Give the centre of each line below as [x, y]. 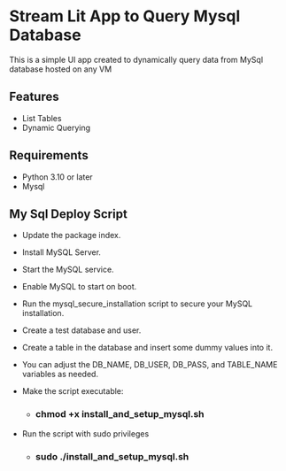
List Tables [42, 118]
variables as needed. [60, 374]
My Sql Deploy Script [69, 214]
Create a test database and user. [81, 330]
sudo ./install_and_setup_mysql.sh [112, 456]
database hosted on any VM [61, 69]
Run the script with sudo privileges [85, 433]
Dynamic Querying [56, 127]
